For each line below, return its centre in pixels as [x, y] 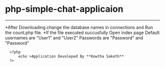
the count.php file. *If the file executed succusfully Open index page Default [82, 33]
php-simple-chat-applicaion [64, 9]
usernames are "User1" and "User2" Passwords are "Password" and [74, 37]
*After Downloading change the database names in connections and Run [79, 27]
